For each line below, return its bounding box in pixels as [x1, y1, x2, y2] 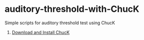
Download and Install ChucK [11, 29, 70, 35]
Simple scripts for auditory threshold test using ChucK [4, 20, 115, 26]
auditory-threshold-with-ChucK [4, 3, 140, 15]
